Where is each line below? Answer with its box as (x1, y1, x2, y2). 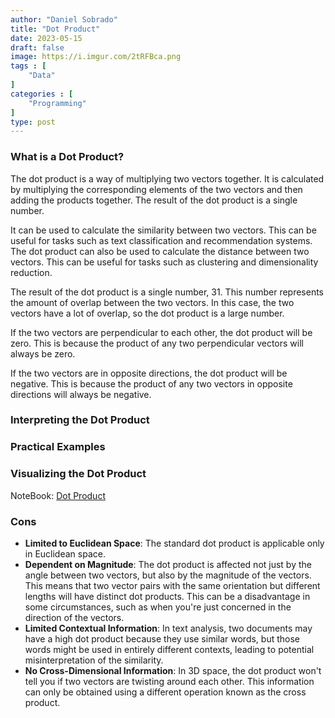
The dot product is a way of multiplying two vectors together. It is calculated (10, 172, 325, 185)
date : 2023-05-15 (10, 33, 83, 43)
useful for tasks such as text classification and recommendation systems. (10, 234, 313, 246)
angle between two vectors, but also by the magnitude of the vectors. (24, 569, 312, 581)
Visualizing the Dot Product (10, 467, 147, 481)
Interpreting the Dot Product (10, 413, 150, 427)
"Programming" (28, 98, 87, 108)
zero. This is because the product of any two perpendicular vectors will (10, 337, 304, 349)
